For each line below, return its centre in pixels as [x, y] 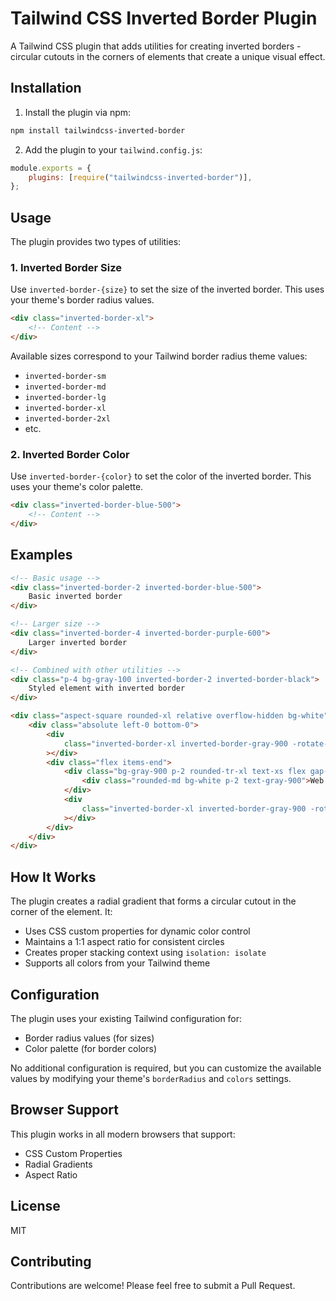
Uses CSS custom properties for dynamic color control [137, 931]
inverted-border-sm [65, 376]
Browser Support [65, 1110]
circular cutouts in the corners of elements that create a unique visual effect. [168, 56]
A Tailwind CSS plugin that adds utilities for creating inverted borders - [156, 46]
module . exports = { [51, 168]
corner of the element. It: [61, 912]
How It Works [53, 877]
